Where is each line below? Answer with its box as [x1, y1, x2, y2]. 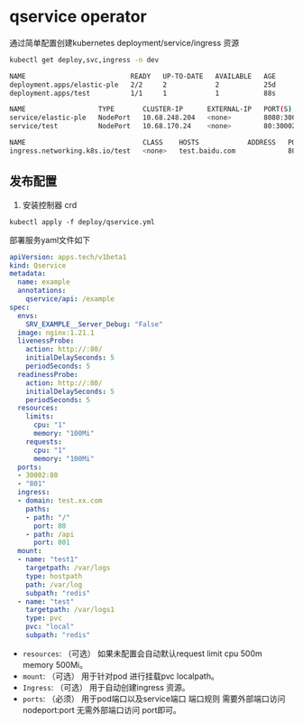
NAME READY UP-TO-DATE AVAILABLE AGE [9, 71, 277, 80]
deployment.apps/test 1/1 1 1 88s [9, 89, 277, 98]
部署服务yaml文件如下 [9, 234, 91, 245]
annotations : [17, 287, 67, 296]
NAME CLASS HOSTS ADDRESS [9, 138, 277, 147]
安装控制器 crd [22, 199, 78, 210]
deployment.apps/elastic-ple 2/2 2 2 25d [9, 80, 277, 89]
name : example [17, 277, 70, 287]
